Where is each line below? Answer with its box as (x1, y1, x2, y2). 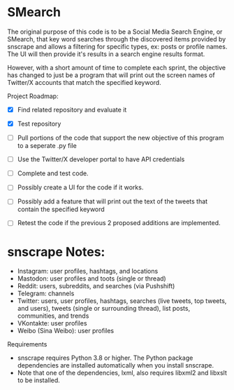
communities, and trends (17, 311, 89, 320)
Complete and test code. (17, 169, 89, 177)
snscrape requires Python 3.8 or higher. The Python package (17, 354, 193, 362)
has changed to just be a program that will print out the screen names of (7, 71, 215, 79)
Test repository (17, 120, 61, 128)
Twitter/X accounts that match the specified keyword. (7, 78, 162, 86)
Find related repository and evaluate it (17, 105, 127, 114)
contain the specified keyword (17, 205, 105, 214)
